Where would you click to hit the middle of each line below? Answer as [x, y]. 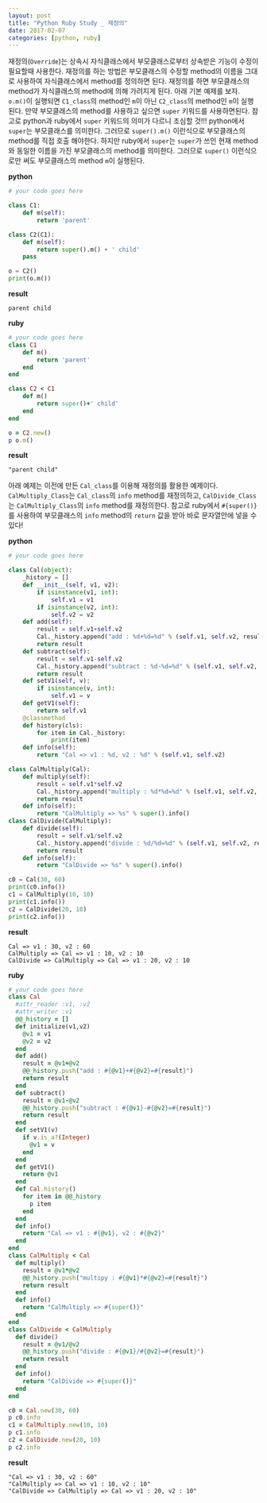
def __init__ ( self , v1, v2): [71, 585]
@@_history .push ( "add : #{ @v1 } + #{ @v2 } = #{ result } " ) [108, 1071]
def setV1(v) [37, 1130]
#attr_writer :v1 [44, 1012]
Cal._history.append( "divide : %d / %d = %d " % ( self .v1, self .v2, [143, 843]
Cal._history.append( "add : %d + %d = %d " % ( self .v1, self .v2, [138, 637]
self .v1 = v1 [72, 600]
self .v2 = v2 [72, 614]
